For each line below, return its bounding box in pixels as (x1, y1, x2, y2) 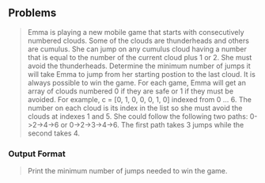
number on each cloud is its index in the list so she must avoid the (27, 103, 243, 112)
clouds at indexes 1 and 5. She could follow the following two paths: (27, 111, 248, 121)
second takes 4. (27, 128, 81, 138)
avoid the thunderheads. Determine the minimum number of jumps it (27, 61, 251, 71)
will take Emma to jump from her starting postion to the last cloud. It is (27, 69, 256, 78)
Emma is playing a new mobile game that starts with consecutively (27, 27, 244, 36)
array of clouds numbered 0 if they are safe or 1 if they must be (27, 86, 234, 96)
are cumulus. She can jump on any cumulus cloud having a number (27, 44, 247, 54)
